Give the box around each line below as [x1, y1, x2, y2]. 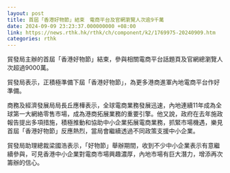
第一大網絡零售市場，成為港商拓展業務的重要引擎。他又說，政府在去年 [12, 110, 211, 118]
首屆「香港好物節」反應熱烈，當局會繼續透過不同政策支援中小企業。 [7, 127, 199, 135]
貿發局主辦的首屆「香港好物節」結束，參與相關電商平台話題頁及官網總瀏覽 [7, 55, 217, 64]
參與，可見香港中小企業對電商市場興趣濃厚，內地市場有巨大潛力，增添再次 [12, 150, 223, 158]
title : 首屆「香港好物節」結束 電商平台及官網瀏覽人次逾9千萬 [7, 16, 164, 23]
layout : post [7, 10, 44, 17]
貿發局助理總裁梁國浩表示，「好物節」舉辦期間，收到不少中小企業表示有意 [7, 142, 214, 150]
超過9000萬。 [12, 64, 53, 72]
